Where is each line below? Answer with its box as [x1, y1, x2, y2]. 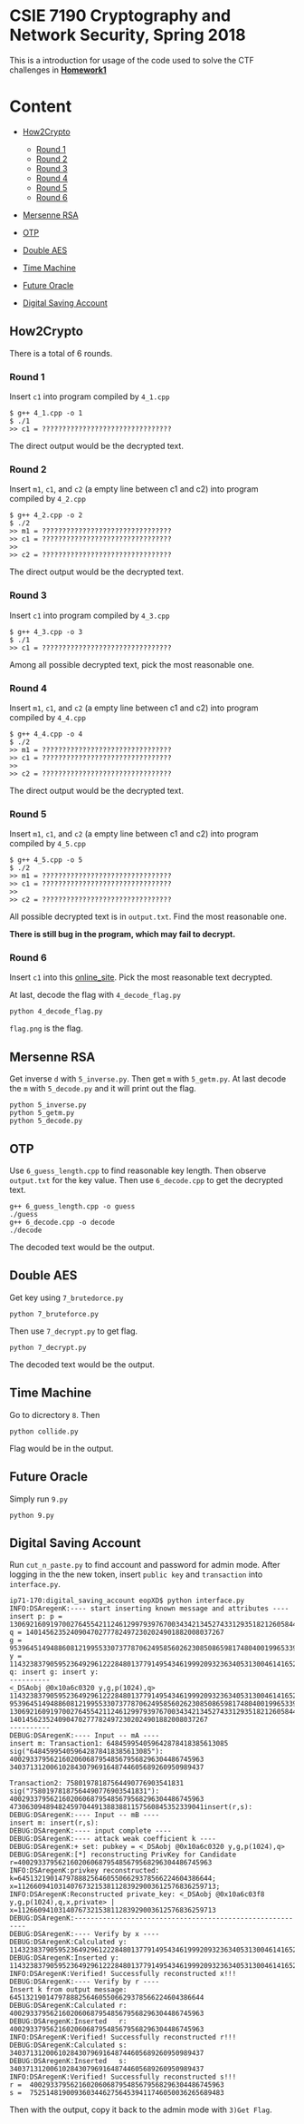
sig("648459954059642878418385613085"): [9, 1747, 165, 1757]
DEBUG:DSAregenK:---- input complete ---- [9, 1826, 172, 1835]
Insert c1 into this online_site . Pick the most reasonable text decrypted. [9, 972, 273, 983]
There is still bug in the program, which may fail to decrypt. [9, 929, 236, 940]
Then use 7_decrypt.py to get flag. [9, 1326, 138, 1336]
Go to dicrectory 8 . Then [9, 1409, 100, 1420]
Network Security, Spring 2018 [9, 24, 246, 45]
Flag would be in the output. [9, 1443, 114, 1454]
